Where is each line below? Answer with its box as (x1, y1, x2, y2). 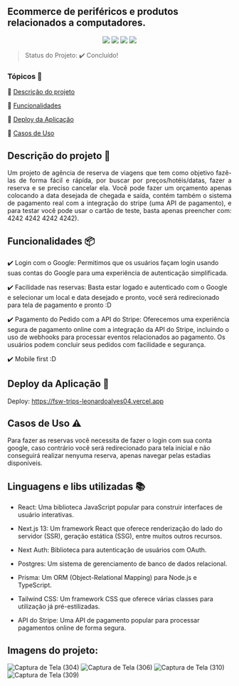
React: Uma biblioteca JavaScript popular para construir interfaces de (17, 503, 223, 511)
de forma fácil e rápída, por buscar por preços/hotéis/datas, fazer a (18, 176, 232, 185)
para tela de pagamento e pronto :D (7, 301, 112, 309)
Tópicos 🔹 (7, 71, 43, 81)
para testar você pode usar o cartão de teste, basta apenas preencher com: (7, 206, 232, 214)
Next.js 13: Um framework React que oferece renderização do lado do (17, 524, 223, 533)
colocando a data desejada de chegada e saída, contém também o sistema (7, 191, 232, 199)
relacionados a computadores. (7, 17, 146, 29)
